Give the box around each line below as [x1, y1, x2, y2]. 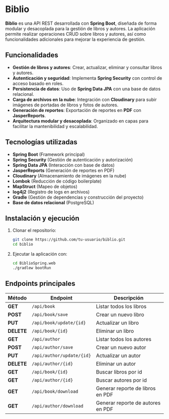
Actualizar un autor [96, 352, 141, 359]
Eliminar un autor [96, 360, 136, 367]
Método [8, 294, 27, 301]
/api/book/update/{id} [32, 320, 87, 326]
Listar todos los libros [96, 303, 147, 310]
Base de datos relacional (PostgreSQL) [12, 199, 95, 205]
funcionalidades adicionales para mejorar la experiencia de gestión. [5, 36, 146, 42]
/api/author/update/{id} [32, 352, 92, 358]
